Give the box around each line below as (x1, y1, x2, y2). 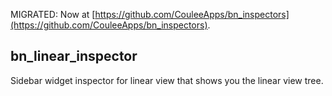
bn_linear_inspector (10, 48, 138, 65)
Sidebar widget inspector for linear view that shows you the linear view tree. (10, 74, 324, 86)
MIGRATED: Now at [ (10, 9, 96, 20)
